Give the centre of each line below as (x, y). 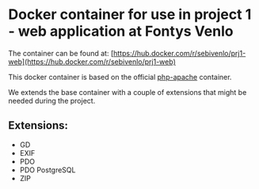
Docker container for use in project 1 (130, 15)
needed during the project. (52, 100)
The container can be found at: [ (61, 53)
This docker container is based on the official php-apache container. (120, 77)
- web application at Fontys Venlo (121, 31)
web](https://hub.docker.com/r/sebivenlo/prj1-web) (92, 62)
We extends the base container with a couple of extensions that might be (128, 92)
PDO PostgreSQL (48, 170)
